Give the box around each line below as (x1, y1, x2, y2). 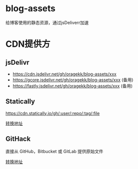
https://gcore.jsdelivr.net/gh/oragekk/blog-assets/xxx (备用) (12, 76, 134, 83)
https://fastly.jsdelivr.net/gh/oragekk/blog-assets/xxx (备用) (12, 83, 133, 89)
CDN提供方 (5, 38, 51, 50)
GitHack (5, 135, 31, 143)
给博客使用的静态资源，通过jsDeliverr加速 (5, 19, 89, 25)
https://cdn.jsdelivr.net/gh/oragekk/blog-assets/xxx (12, 71, 117, 77)
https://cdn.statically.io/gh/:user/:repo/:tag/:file (5, 110, 100, 116)
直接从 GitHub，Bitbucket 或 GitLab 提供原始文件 (5, 148, 104, 154)
